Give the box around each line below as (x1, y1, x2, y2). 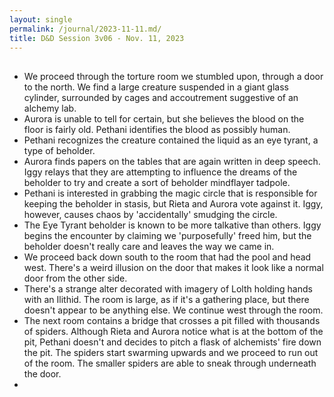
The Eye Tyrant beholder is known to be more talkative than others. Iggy (23, 219, 322, 231)
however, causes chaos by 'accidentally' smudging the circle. (23, 208, 278, 220)
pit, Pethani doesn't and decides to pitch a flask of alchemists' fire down (23, 336, 322, 348)
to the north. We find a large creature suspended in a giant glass (23, 81, 289, 93)
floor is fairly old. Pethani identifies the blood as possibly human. (23, 123, 291, 135)
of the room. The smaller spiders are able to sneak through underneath (23, 357, 317, 369)
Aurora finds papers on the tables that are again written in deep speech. (23, 155, 321, 167)
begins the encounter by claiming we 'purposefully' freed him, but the (23, 229, 312, 241)
